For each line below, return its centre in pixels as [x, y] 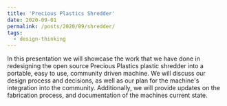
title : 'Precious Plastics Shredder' [61, 13]
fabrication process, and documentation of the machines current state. [107, 95]
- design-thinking [40, 39]
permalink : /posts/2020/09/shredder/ [61, 26]
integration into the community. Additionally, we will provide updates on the [114, 88]
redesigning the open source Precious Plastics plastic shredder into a [106, 66]
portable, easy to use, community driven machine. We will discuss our [107, 74]
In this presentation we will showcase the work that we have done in [104, 59]
